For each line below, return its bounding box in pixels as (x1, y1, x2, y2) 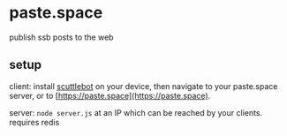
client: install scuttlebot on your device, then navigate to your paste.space (9, 80, 278, 91)
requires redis (9, 117, 60, 127)
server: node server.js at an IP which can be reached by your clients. (9, 107, 263, 117)
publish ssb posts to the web (9, 32, 114, 42)
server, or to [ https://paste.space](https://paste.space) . (9, 90, 211, 101)
